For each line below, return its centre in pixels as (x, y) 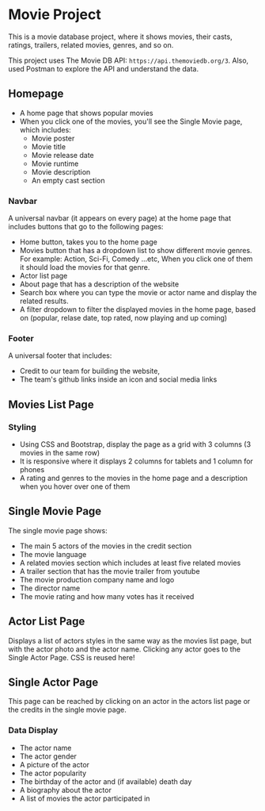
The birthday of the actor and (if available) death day (106, 781)
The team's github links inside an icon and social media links (118, 379)
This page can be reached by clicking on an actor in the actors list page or (129, 701)
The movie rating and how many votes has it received (107, 596)
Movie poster (53, 138)
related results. (44, 301)
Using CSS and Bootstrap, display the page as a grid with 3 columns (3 (135, 444)
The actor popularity (53, 773)
